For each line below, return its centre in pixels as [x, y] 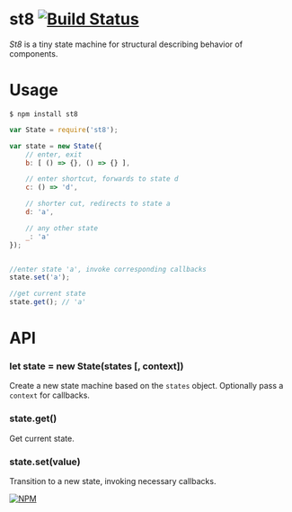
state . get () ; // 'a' [48, 302]
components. [34, 53]
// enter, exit [54, 154]
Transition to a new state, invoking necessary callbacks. [113, 481]
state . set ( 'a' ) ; [40, 278]
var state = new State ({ [56, 146]
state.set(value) [45, 462]
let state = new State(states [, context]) [97, 366]
